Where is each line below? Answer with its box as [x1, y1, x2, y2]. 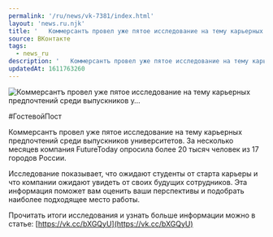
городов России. [8, 153, 67, 162]
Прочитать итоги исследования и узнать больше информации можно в [8, 210, 256, 220]
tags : [8, 42, 27, 50]
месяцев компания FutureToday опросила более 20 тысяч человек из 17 [8, 144, 259, 154]
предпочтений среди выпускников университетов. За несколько [8, 136, 234, 145]
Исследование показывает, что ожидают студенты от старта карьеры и [8, 168, 258, 179]
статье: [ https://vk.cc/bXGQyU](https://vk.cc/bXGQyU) [8, 218, 193, 228]
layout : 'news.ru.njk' [8, 19, 85, 28]
